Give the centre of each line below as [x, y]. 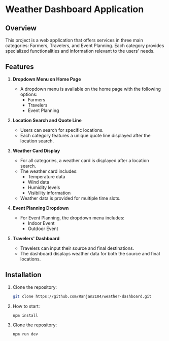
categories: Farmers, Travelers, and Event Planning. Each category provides [85, 46]
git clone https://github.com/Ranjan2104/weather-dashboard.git [82, 296]
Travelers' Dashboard [36, 238]
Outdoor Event [43, 229]
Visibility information [49, 193]
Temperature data [46, 176]
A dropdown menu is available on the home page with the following [91, 89]
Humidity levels [44, 187]
